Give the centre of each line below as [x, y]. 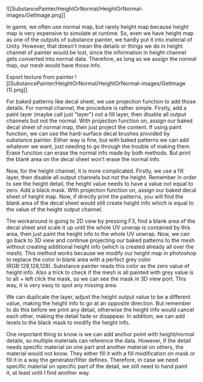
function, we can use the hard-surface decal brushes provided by [88, 133]
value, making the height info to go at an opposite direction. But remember [99, 303]
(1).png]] [17, 90]
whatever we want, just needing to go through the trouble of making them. [99, 146]
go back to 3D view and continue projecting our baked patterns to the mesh [101, 240]
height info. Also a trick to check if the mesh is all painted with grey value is [100, 272]
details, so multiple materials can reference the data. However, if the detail [99, 341]
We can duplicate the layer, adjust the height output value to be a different [98, 297]
